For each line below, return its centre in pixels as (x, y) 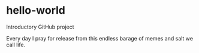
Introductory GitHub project (40, 27)
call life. (16, 45)
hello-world (36, 10)
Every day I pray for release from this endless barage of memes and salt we (100, 38)
